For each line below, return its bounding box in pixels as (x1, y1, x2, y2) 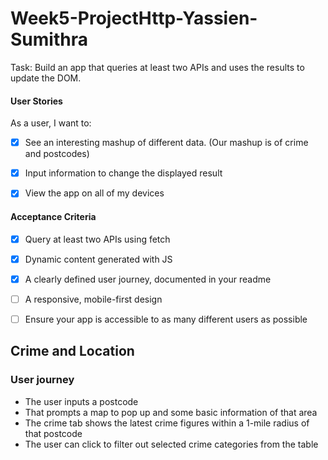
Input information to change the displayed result (24, 167, 223, 179)
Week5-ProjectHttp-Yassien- (10, 7, 258, 30)
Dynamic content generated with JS (24, 253, 173, 265)
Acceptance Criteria (10, 210, 97, 222)
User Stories (10, 95, 63, 107)
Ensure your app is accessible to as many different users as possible (24, 313, 308, 325)
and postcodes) (24, 148, 90, 160)
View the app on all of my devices (24, 187, 165, 199)
